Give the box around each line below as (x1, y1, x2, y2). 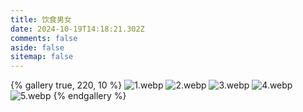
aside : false (10, 42, 65, 53)
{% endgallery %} (53, 90, 127, 102)
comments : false (10, 33, 78, 43)
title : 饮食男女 (10, 14, 72, 25)
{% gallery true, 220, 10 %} (10, 79, 123, 91)
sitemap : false (10, 52, 74, 62)
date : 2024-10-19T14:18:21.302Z (10, 24, 145, 34)
